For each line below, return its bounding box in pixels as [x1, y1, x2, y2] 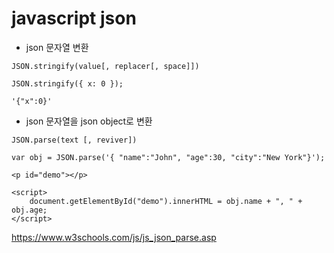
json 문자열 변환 [25, 41, 89, 53]
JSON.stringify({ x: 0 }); [11, 78, 124, 89]
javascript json [11, 7, 137, 30]
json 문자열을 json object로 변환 [25, 115, 153, 127]
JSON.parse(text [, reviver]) [11, 135, 138, 145]
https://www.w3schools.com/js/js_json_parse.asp [11, 231, 217, 243]
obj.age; [11, 205, 48, 215]
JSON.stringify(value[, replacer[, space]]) [11, 61, 200, 71]
